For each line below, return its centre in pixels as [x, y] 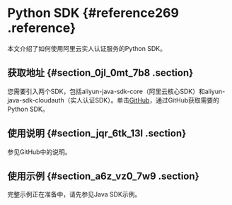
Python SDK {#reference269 [93, 13]
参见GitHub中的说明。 [39, 152]
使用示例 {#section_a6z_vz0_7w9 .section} [103, 176]
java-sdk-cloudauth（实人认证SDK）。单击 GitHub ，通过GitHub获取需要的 [114, 100]
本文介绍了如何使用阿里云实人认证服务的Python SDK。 [87, 48]
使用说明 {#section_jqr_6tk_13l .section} [97, 133]
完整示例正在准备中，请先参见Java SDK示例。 [74, 194]
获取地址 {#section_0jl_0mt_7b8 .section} [100, 73]
